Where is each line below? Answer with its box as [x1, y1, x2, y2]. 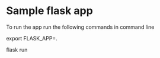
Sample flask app [6, 4, 93, 18]
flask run [6, 46, 28, 53]
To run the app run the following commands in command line [6, 23, 155, 30]
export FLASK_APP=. [6, 35, 57, 42]
